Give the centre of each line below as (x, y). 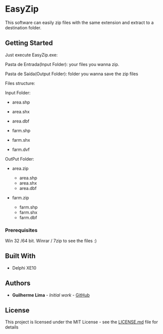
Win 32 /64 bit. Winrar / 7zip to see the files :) (51, 241)
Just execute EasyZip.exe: (31, 55)
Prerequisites (21, 230)
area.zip (20, 168)
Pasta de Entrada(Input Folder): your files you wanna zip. (62, 64)
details (12, 327)
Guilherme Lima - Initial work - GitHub (51, 295)
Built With (20, 256)
